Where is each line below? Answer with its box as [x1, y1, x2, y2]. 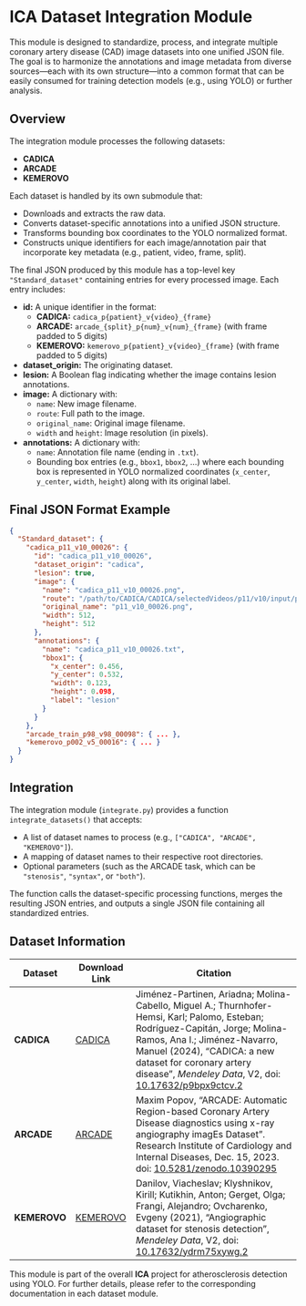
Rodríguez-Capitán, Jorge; [135, 1022, 251, 1034]
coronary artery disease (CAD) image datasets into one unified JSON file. [9, 46, 285, 57]
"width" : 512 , [42, 611, 96, 621]
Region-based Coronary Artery [135, 1105, 270, 1117]
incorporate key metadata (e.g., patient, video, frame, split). [22, 246, 247, 257]
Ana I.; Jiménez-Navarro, [169, 1033, 279, 1045]
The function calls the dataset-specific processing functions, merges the [9, 888, 283, 899]
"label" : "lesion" [49, 695, 120, 705]
